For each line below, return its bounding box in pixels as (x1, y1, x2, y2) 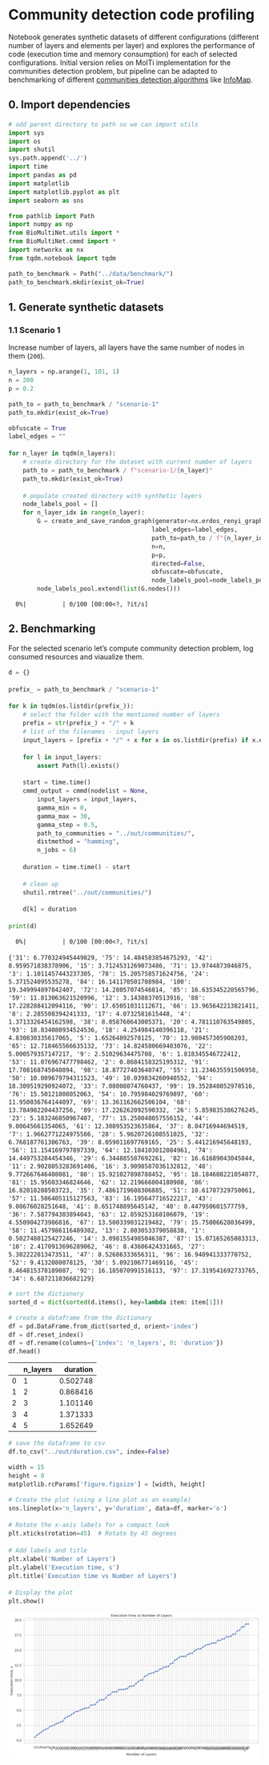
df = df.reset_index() (8, 1330, 84, 1339)
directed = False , (151, 559, 206, 567)
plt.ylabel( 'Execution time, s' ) (8, 1563, 120, 1572)
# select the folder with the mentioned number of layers (22, 711, 220, 719)
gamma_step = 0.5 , (37, 821, 98, 829)
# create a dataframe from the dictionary (8, 1313, 152, 1321)
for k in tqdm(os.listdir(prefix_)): (8, 702, 134, 711)
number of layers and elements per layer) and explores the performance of (8, 40, 255, 50)
